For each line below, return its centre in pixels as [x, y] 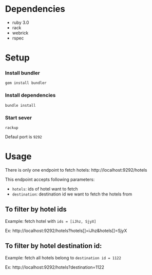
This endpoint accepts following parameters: [50, 179]
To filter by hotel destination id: [54, 246]
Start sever [19, 118]
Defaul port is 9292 [24, 137]
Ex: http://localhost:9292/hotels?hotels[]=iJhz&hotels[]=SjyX [66, 231]
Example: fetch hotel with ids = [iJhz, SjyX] [51, 221]
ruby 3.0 [20, 22]
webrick [20, 33]
